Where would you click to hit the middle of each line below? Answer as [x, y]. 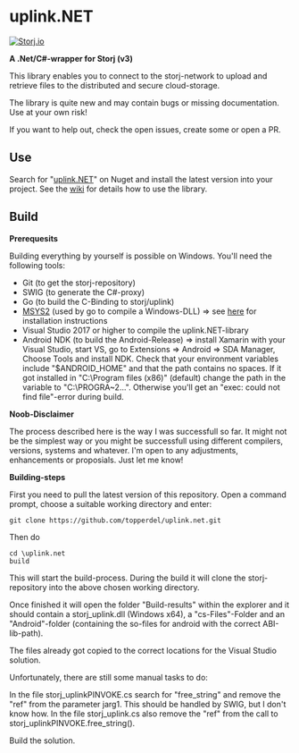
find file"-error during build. [73, 396]
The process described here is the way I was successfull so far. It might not [148, 431]
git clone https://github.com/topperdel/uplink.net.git [115, 520]
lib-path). [26, 633]
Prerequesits [33, 238]
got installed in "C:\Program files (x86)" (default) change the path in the [154, 377]
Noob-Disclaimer [42, 414]
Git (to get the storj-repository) [79, 283]
